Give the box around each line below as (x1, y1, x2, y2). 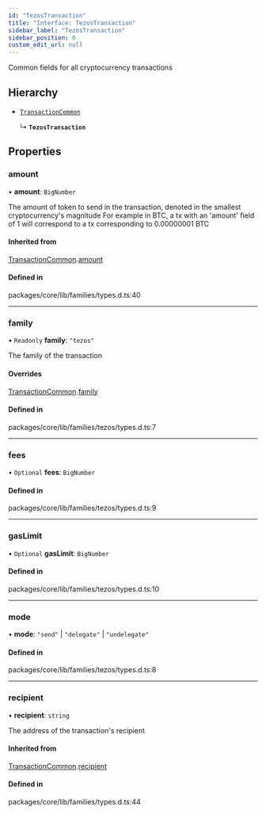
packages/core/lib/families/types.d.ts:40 (8, 291, 141, 300)
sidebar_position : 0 (8, 33, 77, 42)
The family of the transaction (8, 351, 103, 360)
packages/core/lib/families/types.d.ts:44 (8, 797, 141, 806)
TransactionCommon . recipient (8, 761, 107, 770)
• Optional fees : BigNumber (8, 468, 96, 477)
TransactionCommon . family (8, 386, 99, 396)
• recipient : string (8, 710, 70, 720)
